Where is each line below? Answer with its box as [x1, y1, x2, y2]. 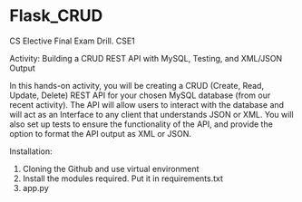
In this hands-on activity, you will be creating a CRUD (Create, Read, [9, 80, 265, 91]
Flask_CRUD [9, 5, 103, 26]
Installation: [9, 146, 53, 157]
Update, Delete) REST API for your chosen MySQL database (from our [9, 90, 271, 101]
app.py [22, 182, 50, 193]
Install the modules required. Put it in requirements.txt [22, 173, 224, 184]
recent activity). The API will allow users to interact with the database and [9, 99, 284, 110]
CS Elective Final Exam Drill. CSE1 [9, 35, 135, 46]
